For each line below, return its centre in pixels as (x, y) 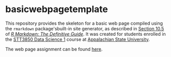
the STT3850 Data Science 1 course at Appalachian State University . (78, 39)
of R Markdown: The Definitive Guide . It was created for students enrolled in (85, 34)
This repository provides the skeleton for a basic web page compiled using (84, 23)
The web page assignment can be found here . (54, 49)
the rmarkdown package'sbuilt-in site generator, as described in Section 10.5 (85, 28)
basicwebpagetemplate (57, 9)
